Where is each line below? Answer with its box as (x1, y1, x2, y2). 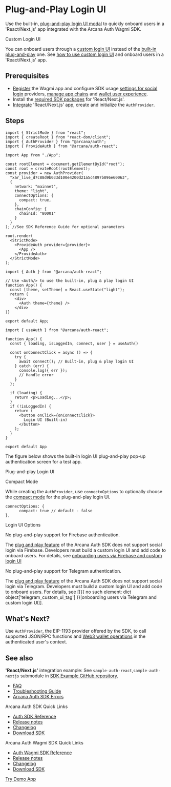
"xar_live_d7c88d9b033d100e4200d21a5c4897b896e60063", (10, 175, 130, 180)
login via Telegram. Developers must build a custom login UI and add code (5, 583, 162, 589)
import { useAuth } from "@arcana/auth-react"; (5, 327, 109, 333)
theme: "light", (14, 188, 50, 193)
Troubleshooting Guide (12, 688, 61, 694)
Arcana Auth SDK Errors (12, 694, 64, 700)
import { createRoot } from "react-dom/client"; (5, 134, 111, 139)
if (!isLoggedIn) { (10, 403, 52, 409)
